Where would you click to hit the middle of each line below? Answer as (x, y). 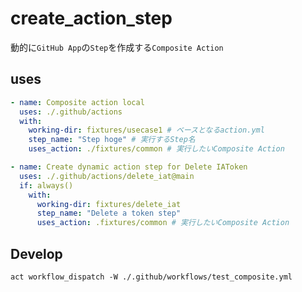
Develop (36, 253)
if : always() (46, 185)
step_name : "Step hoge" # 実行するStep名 (112, 140)
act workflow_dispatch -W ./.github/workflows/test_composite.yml (151, 277)
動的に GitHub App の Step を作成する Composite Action (117, 47)
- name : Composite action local (77, 102)
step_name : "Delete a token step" (109, 213)
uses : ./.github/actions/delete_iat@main (107, 176)
